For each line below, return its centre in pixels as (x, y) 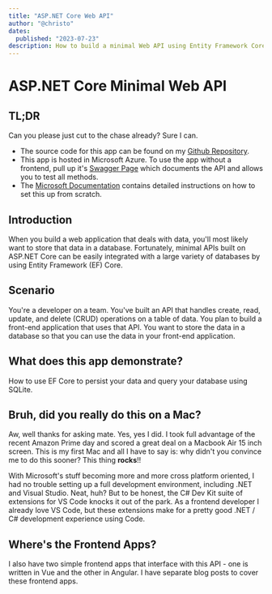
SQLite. (21, 389)
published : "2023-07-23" (57, 38)
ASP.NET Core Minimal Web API (118, 86)
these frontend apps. (43, 581)
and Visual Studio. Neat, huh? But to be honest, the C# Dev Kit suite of (125, 493)
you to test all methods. (59, 177)
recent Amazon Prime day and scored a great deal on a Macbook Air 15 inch (135, 443)
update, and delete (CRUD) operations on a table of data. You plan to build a (135, 318)
